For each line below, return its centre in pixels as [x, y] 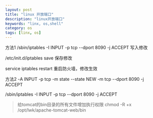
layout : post [19, 10]
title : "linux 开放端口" [29, 14]
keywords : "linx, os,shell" [34, 24]
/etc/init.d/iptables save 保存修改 [39, 58]
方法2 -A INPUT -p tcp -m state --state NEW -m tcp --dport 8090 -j [75, 79]
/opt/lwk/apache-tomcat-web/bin [52, 110]
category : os [19, 28]
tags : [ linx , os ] [23, 33]
